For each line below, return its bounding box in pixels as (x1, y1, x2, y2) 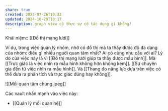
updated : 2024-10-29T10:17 (5, 16, 62, 21)
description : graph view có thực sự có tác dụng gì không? (5, 21, 132, 26)
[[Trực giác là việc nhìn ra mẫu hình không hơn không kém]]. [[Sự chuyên (5, 60, 157, 66)
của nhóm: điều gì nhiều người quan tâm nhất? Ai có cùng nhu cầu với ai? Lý (5, 50, 163, 56)
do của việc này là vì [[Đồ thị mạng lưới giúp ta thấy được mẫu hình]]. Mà (5, 55, 156, 61)
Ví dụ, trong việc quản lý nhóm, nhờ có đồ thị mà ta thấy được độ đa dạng (5, 44, 158, 50)
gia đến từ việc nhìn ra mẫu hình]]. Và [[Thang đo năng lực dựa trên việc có (5, 66, 161, 72)
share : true (5, 7, 30, 12)
